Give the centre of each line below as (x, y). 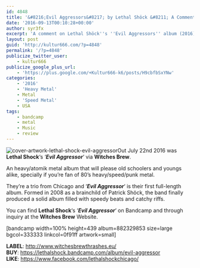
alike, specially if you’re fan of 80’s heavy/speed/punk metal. (80, 174)
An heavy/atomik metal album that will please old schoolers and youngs (94, 168)
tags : (13, 111)
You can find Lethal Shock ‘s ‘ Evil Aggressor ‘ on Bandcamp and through (95, 210)
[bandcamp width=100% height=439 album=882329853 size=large (89, 228)
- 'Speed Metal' (37, 100)
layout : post (22, 39)
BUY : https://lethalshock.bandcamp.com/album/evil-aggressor (83, 252)
